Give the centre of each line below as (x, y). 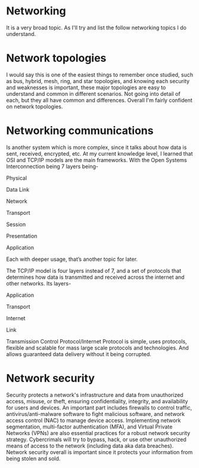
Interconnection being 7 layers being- (52, 166)
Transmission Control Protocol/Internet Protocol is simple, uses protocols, (97, 341)
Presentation (22, 236)
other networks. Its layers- (39, 283)
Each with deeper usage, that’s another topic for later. (72, 259)
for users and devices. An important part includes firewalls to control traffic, (99, 408)
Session (16, 224)
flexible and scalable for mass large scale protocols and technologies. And (97, 348)
